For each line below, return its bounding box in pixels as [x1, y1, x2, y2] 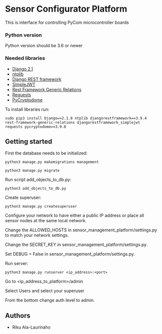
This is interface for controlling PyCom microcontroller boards [5, 19, 129, 25]
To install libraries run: [5, 106, 50, 112]
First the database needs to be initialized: [5, 150, 88, 156]
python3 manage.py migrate [5, 168, 60, 173]
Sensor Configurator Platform [5, 3, 127, 15]
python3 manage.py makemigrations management [5, 159, 99, 165]
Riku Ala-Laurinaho [12, 324, 51, 330]
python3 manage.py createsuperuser [5, 204, 77, 209]
